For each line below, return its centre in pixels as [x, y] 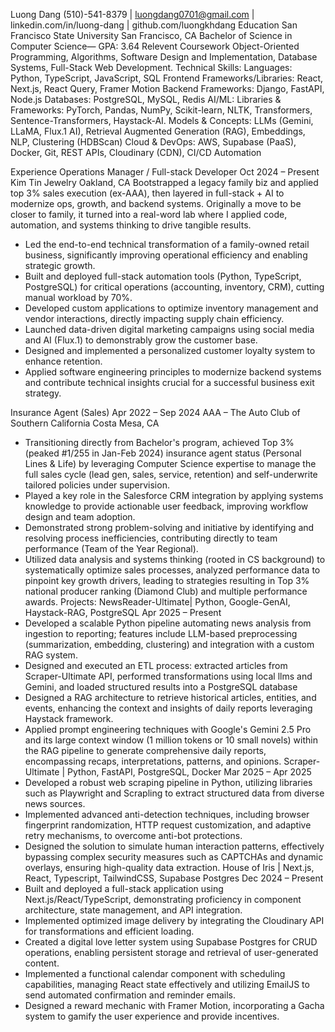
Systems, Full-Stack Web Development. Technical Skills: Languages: [151, 67]
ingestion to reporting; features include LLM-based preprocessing [161, 633]
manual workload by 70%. [78, 297]
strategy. [43, 393]
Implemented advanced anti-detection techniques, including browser [167, 814]
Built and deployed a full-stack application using [124, 888]
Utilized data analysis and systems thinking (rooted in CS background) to [175, 559]
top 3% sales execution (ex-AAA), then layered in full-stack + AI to [147, 193]
